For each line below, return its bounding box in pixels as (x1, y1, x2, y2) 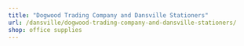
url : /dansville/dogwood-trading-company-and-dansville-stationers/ (8, 19, 237, 27)
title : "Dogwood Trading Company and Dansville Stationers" (8, 11, 209, 19)
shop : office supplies (8, 26, 82, 34)
